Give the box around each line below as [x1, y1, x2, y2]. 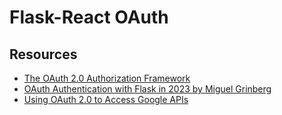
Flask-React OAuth [9, 6, 169, 29]
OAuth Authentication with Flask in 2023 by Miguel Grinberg [23, 83, 272, 95]
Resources [9, 46, 78, 63]
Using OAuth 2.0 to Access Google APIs [23, 94, 189, 105]
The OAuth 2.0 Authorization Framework [23, 72, 191, 84]
